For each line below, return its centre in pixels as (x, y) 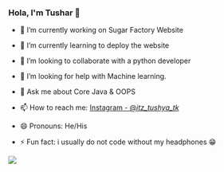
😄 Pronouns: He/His (53, 126)
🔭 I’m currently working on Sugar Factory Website (101, 30)
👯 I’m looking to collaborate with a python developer (105, 61)
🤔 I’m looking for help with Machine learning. (93, 76)
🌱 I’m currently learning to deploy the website (94, 45)
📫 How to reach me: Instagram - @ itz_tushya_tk (99, 107)
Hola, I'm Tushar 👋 (44, 13)
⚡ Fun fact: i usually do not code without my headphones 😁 (118, 142)
